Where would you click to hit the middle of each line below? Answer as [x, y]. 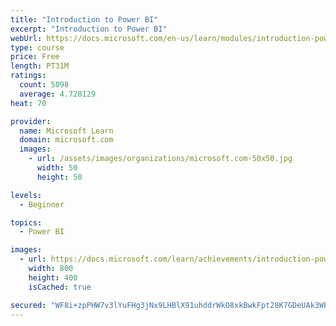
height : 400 [53, 277]
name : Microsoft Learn [66, 131]
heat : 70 [28, 103]
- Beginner [42, 204]
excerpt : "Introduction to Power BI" [89, 29]
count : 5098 [44, 85]
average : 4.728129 [58, 94]
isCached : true [60, 287]
